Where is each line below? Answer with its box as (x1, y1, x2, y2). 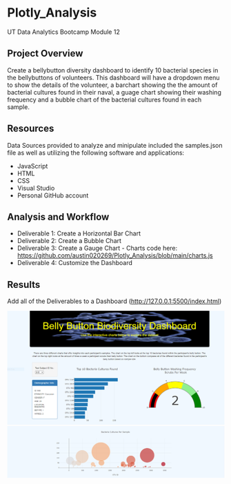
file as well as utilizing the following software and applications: (7, 148, 185, 157)
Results (7, 278, 41, 291)
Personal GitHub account (17, 191, 89, 200)
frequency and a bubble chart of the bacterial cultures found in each (7, 95, 202, 104)
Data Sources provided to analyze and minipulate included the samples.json (7, 141, 223, 149)
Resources (7, 123, 54, 135)
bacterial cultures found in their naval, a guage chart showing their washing (7, 88, 222, 96)
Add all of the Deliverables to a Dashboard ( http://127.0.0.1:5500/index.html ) (7, 297, 222, 305)
